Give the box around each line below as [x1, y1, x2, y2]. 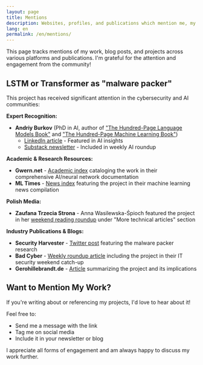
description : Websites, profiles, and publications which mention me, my [6, 20, 196, 26]
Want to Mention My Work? [6, 282, 112, 293]
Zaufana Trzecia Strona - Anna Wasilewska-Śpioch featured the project [14, 209, 195, 216]
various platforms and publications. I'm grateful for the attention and [6, 54, 176, 62]
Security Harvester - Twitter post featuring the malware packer [14, 239, 174, 247]
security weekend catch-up [14, 258, 84, 266]
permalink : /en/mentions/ [6, 31, 71, 37]
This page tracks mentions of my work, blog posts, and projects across [6, 48, 183, 55]
